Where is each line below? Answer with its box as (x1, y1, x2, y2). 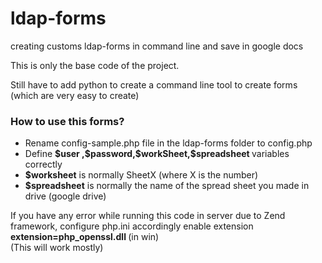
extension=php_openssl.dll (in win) (10, 231, 160, 243)
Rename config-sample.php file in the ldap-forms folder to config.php (24, 137, 313, 149)
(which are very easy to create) (10, 89, 140, 101)
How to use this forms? (10, 114, 125, 128)
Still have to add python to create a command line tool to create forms (10, 78, 298, 91)
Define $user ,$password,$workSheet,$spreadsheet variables (24, 148, 290, 160)
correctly (24, 158, 63, 171)
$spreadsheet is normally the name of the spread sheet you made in (24, 180, 310, 192)
